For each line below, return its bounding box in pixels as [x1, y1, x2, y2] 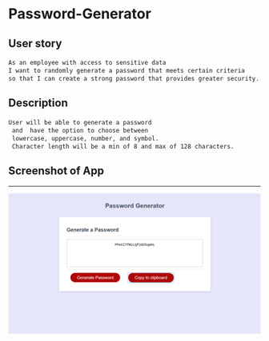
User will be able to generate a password [8, 118, 152, 126]
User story [8, 37, 62, 50]
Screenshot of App [8, 165, 104, 178]
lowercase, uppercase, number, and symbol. [11, 134, 159, 142]
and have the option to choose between [11, 126, 149, 134]
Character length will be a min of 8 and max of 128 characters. [11, 142, 235, 150]
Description [8, 97, 68, 110]
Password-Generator [8, 5, 152, 23]
